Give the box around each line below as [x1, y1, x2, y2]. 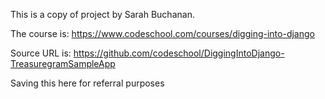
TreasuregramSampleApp [10, 58, 116, 69]
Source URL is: [10, 47, 72, 59]
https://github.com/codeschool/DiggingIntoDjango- [73, 47, 285, 59]
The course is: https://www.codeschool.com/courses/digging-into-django [10, 28, 315, 39]
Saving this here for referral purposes [10, 77, 165, 89]
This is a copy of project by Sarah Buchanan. [10, 9, 195, 20]
